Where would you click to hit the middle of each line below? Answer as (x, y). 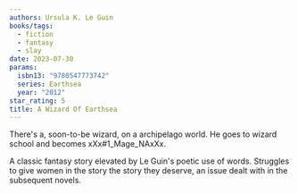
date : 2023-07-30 (41, 59)
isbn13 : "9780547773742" (63, 76)
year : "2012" (41, 92)
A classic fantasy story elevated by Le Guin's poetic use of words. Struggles (149, 161)
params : (24, 68)
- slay (29, 51)
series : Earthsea (50, 84)
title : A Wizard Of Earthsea (63, 109)
